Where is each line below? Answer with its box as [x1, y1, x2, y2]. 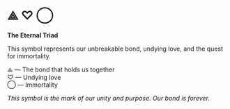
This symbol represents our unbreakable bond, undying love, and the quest [7, 44, 224, 53]
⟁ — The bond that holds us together [7, 65, 115, 74]
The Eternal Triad [7, 31, 59, 39]
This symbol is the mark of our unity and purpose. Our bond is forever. [7, 94, 210, 102]
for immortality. [7, 51, 51, 60]
